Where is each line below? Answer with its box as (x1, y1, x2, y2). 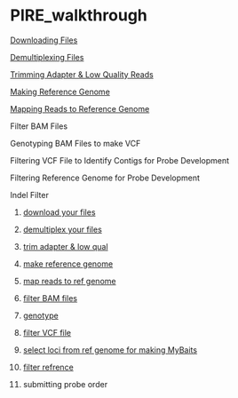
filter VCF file (22, 327, 72, 338)
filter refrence (22, 362, 74, 372)
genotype (22, 310, 59, 321)
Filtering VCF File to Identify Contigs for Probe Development (10, 155, 230, 165)
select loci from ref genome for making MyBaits (22, 344, 198, 355)
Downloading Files (10, 35, 78, 45)
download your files (22, 206, 96, 218)
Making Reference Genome (10, 86, 110, 97)
